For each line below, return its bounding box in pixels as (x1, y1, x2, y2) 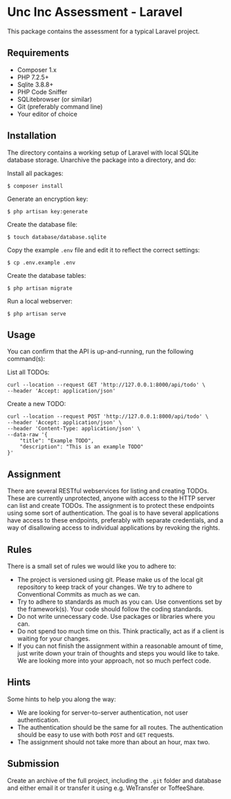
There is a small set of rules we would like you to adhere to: (7, 562, 176, 570)
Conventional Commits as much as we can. (17, 590, 140, 598)
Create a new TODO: (7, 400, 66, 408)
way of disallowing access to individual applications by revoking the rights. (7, 524, 220, 532)
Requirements (7, 47, 69, 59)
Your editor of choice (17, 109, 78, 118)
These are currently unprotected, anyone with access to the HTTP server (7, 494, 216, 502)
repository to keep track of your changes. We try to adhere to (17, 583, 192, 591)
